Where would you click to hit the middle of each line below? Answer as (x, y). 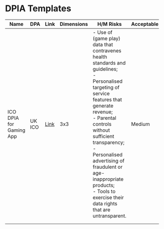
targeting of (106, 87)
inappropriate (108, 179)
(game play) (106, 38)
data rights (105, 204)
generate (103, 106)
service (101, 93)
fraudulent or (108, 167)
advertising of (108, 160)
